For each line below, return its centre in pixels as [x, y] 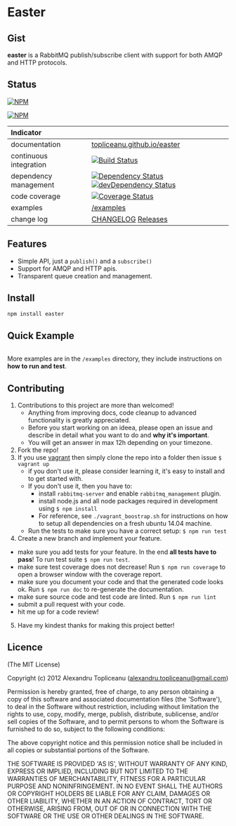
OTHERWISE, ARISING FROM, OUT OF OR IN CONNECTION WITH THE [110, 808]
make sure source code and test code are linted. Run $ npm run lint [117, 597]
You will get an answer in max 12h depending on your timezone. [120, 443]
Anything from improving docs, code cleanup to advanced [112, 413]
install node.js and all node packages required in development [128, 501]
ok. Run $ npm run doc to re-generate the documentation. [100, 589]
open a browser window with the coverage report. [90, 574]
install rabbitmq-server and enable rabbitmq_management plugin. [130, 493]
